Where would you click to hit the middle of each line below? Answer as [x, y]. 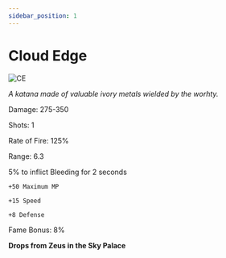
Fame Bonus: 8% [37, 230]
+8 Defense [27, 214]
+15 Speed [25, 201]
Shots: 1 [21, 125]
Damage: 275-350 [39, 109]
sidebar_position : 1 [43, 16]
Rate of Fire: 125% [39, 140]
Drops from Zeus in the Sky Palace [67, 245]
